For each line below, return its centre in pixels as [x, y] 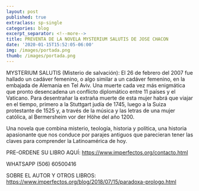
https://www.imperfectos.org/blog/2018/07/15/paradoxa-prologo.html [91, 182]
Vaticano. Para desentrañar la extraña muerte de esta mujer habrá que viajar [99, 98]
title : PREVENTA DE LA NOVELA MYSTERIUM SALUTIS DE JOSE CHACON [87, 39]
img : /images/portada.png [38, 50]
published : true [26, 17]
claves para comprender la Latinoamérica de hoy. [67, 141]
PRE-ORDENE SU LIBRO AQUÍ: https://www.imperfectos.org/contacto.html [97, 152]
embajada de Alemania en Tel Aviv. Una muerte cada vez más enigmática [96, 85]
